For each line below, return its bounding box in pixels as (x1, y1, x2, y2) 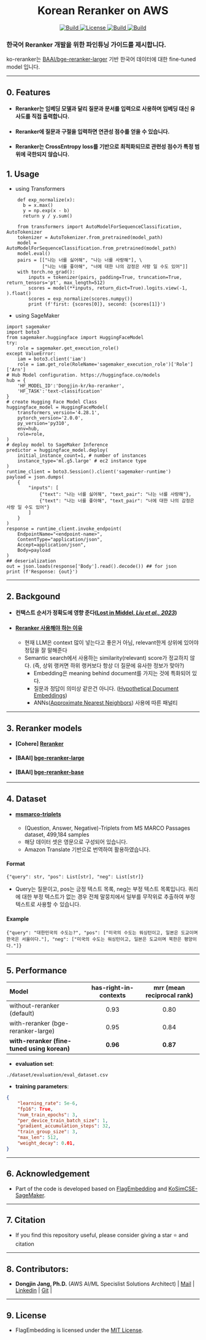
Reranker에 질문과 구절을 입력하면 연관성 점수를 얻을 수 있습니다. (15, 128, 170, 135)
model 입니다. (6, 63, 40, 71)
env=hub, (17, 426, 40, 432)
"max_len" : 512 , (17, 1135, 59, 1141)
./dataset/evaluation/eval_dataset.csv (6, 1072, 109, 1078)
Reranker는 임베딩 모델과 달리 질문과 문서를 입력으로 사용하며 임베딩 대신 (15, 105, 189, 112)
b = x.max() (22, 202, 53, 209)
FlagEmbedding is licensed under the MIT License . (15, 1327, 143, 1334)
